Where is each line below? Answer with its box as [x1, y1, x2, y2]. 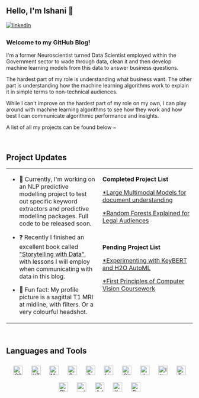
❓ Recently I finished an [19, 233, 85, 241]
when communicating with [19, 264, 93, 273]
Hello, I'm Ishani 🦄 [6, 6, 74, 16]
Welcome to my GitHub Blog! [6, 38, 91, 46]
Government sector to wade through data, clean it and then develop [6, 58, 172, 65]
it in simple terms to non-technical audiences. [6, 88, 118, 95]
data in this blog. [19, 272, 65, 280]
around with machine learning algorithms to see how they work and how [6, 106, 182, 113]
